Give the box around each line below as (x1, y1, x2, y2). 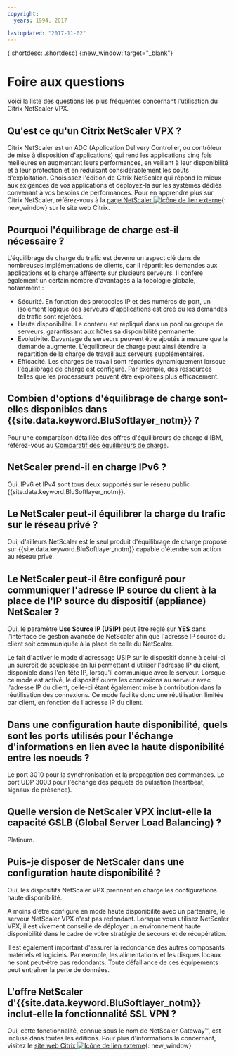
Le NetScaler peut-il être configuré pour (7, 572, 186, 585)
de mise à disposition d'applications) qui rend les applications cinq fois (7, 151, 212, 159)
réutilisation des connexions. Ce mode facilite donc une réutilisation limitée (7, 691, 224, 699)
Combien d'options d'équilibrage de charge (7, 393, 202, 405)
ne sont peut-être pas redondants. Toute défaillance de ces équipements (7, 958, 219, 966)
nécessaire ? (7, 235, 65, 247)
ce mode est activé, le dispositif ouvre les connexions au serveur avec (7, 676, 211, 684)
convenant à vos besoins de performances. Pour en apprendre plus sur (7, 188, 214, 197)
